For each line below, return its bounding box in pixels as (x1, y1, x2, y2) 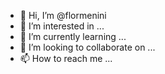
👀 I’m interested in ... (19, 20, 105, 32)
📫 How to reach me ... (19, 53, 113, 64)
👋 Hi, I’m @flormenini (19, 10, 107, 21)
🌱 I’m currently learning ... (19, 31, 127, 42)
